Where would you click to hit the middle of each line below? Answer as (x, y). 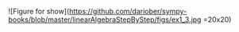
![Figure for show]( (39, 11)
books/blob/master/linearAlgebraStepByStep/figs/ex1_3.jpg (105, 20)
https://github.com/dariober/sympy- (128, 11)
